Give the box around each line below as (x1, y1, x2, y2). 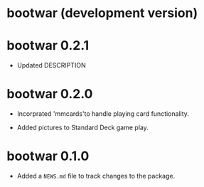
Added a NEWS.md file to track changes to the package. (16, 172, 176, 180)
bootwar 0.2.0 (6, 86, 93, 102)
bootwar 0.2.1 (6, 38, 90, 54)
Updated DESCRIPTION (16, 61, 86, 70)
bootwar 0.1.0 (6, 148, 90, 164)
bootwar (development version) (6, 5, 198, 21)
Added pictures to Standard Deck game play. (16, 123, 149, 132)
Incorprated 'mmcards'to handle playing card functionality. (16, 109, 190, 118)
